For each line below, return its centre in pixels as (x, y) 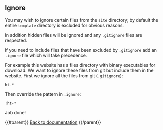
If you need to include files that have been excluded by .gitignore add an (81, 50)
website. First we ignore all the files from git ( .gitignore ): (64, 75)
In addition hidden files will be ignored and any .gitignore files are (74, 35)
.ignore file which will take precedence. (46, 55)
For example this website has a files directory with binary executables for (80, 65)
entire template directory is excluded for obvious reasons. (64, 25)
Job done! (16, 112)
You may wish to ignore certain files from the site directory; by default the (81, 20)
